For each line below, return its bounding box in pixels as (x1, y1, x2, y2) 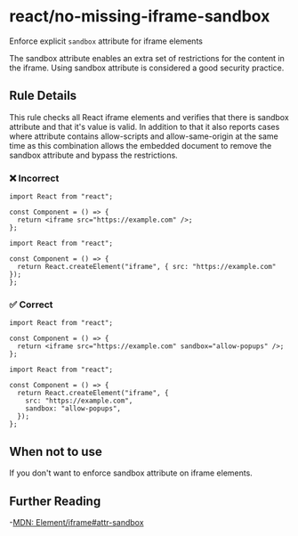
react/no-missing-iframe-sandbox (9, 6, 270, 27)
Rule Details (9, 88, 77, 103)
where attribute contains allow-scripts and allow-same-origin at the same (9, 131, 278, 142)
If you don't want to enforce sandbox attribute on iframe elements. (9, 467, 254, 478)
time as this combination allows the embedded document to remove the (9, 140, 272, 150)
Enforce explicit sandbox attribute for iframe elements (9, 36, 203, 46)
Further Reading (9, 493, 101, 508)
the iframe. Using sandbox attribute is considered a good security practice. (9, 62, 285, 73)
